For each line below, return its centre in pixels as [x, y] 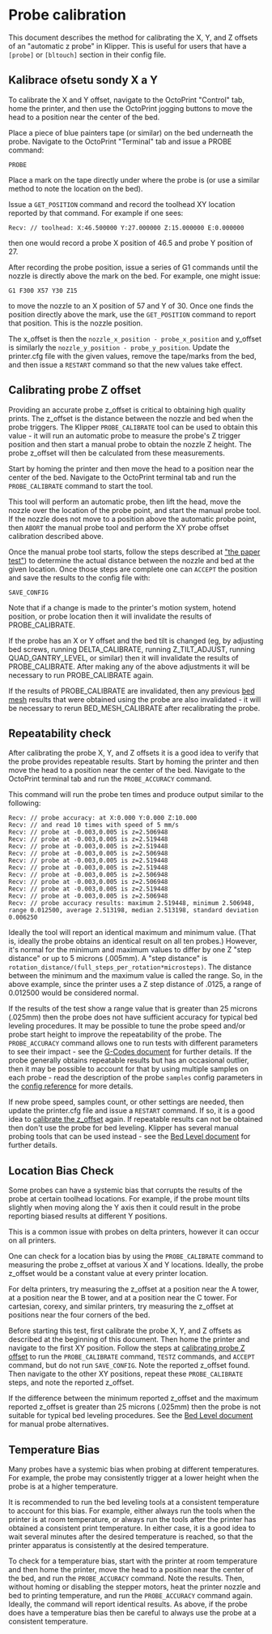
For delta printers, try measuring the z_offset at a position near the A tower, [134, 1289]
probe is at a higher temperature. [64, 1486]
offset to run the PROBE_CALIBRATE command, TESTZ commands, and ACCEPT [132, 1356]
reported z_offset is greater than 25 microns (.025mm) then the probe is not [135, 1407]
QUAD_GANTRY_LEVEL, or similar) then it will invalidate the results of [123, 657]
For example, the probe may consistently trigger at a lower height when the [134, 1478]
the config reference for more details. [71, 1086]
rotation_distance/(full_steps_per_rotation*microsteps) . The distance [130, 967]
